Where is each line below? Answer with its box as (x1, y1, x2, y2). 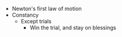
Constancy (11, 11, 39, 18)
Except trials (20, 18, 52, 24)
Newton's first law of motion (11, 5, 82, 12)
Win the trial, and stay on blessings (29, 24, 117, 31)
